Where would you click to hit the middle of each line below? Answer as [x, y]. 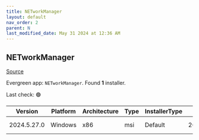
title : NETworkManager [34, 11]
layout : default [26, 17]
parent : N [18, 28]
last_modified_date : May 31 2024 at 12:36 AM [63, 34]
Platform [63, 111]
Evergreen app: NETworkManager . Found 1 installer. [66, 82]
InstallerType [163, 111]
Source [15, 71]
